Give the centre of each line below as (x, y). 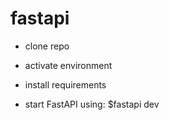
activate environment (68, 65)
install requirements (65, 84)
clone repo (47, 46)
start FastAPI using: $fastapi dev (92, 104)
